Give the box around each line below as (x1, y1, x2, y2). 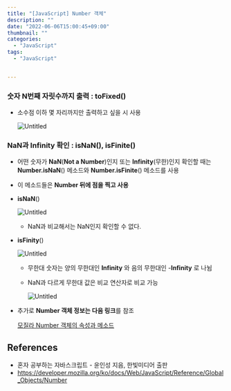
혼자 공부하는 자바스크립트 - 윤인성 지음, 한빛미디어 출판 (17, 361, 168, 370)
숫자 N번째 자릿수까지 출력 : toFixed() (7, 91, 127, 101)
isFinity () (17, 236, 44, 245)
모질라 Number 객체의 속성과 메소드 (17, 321, 115, 330)
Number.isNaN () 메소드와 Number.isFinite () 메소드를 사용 (17, 166, 180, 175)
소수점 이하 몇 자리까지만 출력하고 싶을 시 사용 (17, 108, 141, 117)
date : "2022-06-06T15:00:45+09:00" (7, 23, 110, 30)
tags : (7, 49, 23, 56)
